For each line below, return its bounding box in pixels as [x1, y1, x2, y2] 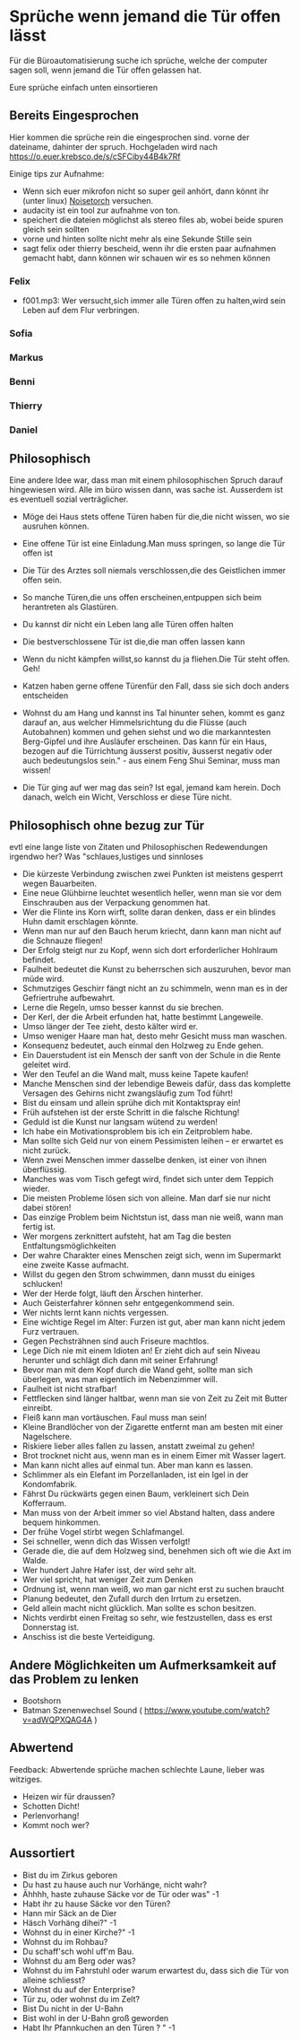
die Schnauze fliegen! [21, 935, 103, 946]
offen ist [21, 547, 54, 558]
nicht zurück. [21, 1145, 72, 1156]
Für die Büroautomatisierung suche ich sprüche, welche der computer [9, 55, 268, 66]
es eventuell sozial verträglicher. [9, 494, 129, 504]
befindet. [21, 954, 56, 966]
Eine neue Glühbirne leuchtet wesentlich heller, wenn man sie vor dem [21, 888, 282, 898]
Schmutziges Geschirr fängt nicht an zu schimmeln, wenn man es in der [21, 983, 288, 994]
